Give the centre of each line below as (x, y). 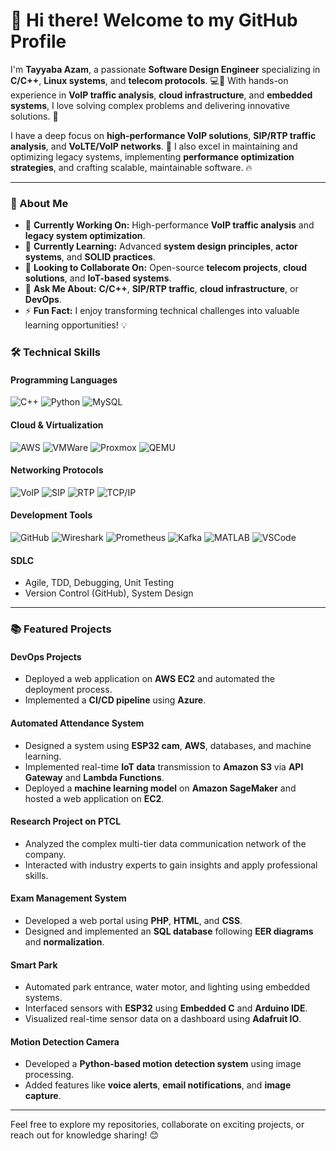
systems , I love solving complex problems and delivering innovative (150, 105)
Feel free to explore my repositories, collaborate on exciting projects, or (157, 1125)
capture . (43, 1096)
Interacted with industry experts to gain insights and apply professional (171, 865)
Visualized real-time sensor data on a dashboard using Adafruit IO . (163, 1019)
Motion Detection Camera (65, 1041)
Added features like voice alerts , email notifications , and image (158, 1085)
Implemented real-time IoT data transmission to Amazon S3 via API (164, 766)
